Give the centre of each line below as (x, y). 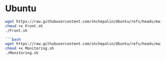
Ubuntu (21, 9)
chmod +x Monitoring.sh (30, 49)
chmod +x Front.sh (24, 26)
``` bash (13, 40)
